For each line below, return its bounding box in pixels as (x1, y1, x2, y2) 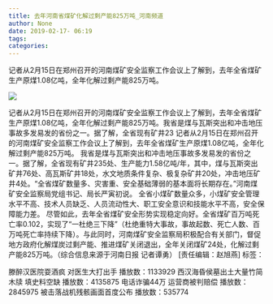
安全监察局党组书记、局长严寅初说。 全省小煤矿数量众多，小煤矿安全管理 (15, 189, 260, 199)
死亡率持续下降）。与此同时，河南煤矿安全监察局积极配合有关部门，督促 (22, 229, 262, 239)
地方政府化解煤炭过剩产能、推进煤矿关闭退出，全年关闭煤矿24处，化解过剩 (8, 240, 260, 250)
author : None (8, 19, 53, 28)
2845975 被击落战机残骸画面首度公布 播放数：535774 (8, 287, 189, 297)
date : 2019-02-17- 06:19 (8, 27, 93, 35)
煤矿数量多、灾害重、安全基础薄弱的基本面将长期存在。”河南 (51, 179, 251, 189)
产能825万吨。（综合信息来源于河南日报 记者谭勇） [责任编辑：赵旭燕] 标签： (8, 250, 264, 259)
